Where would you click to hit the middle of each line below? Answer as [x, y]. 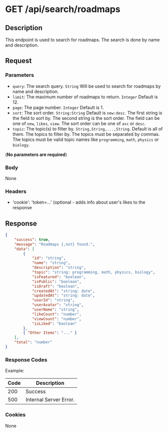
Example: [15, 371]
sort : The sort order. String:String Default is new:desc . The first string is [87, 113]
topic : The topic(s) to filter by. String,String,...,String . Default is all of [87, 128]
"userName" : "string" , [55, 310]
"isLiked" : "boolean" [54, 324]
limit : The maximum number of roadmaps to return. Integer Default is [85, 97]
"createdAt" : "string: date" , [63, 291]
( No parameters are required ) [36, 155]
